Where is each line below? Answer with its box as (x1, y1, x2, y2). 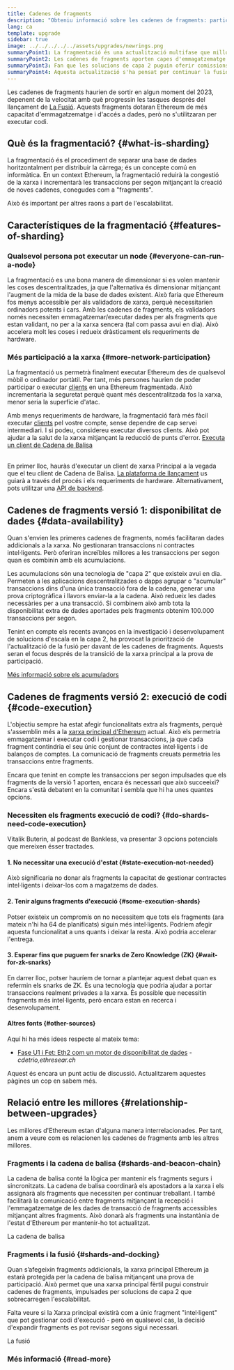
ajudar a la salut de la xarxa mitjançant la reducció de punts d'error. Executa (7, 434, 225, 442)
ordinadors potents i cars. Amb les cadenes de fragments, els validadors (7, 305, 216, 314)
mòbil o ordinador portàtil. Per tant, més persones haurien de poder (7, 376, 201, 384)
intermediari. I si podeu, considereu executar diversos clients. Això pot (7, 426, 210, 434)
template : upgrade (7, 29, 61, 37)
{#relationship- (120, 1097, 188, 1109)
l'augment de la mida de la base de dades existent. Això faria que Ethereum (7, 291, 224, 298)
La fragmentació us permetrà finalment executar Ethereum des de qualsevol (7, 368, 226, 376)
